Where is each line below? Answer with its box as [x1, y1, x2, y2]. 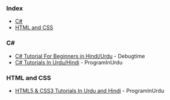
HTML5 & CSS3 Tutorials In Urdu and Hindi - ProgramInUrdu [14, 87, 165, 94]
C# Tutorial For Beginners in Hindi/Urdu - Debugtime [14, 52, 145, 60]
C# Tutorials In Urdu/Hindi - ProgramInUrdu [14, 58, 123, 66]
